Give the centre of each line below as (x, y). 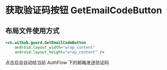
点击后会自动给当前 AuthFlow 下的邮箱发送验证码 (57, 62)
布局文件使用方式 (32, 31)
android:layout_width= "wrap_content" (55, 47)
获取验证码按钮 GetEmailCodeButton (84, 10)
